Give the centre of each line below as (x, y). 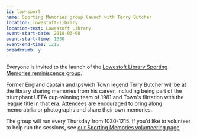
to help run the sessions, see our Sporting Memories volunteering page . (94, 127)
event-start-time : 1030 (35, 39)
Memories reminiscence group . (44, 73)
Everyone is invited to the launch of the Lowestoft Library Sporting (87, 67)
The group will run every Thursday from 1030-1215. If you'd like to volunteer (98, 121)
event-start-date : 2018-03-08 (43, 34)
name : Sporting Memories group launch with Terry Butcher (79, 17)
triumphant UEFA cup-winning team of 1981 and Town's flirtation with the (95, 97)
